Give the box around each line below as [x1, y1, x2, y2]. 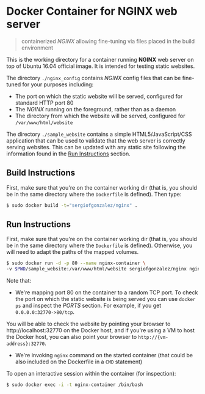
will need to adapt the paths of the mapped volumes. [6, 248, 139, 256]
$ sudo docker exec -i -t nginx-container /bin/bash [6, 382, 143, 388]
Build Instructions [6, 168, 76, 178]
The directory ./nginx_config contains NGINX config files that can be [6, 74, 181, 81]
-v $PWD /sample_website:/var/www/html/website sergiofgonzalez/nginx [6, 266, 187, 272]
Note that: [6, 277, 32, 284]
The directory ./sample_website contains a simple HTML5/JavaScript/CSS [6, 130, 192, 138]
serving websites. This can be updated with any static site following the [6, 143, 186, 151]
